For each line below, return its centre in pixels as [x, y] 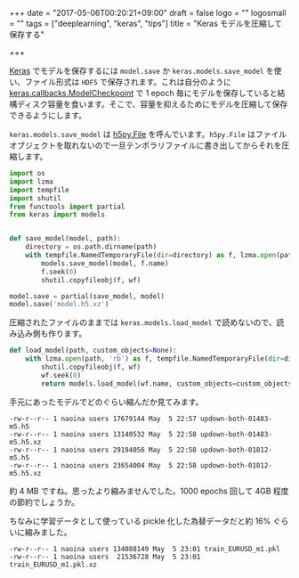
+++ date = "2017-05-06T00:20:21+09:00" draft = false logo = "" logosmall [148, 13]
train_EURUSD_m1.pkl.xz [53, 565]
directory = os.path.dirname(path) [91, 247]
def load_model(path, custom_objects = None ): [93, 351]
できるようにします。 [48, 115]
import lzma [31, 182]
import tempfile [39, 190]
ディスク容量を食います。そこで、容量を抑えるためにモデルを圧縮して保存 [152, 104]
